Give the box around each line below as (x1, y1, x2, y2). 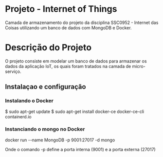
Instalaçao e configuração (5, 83, 86, 91)
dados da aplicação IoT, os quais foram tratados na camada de (5, 63, 131, 69)
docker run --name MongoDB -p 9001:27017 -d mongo (5, 137, 115, 143)
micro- (132, 63, 146, 69)
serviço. (5, 68, 21, 74)
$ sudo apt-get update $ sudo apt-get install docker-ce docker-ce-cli (5, 109, 145, 114)
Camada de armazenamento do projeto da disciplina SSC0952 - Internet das (5, 20, 159, 25)
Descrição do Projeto (5, 42, 91, 53)
